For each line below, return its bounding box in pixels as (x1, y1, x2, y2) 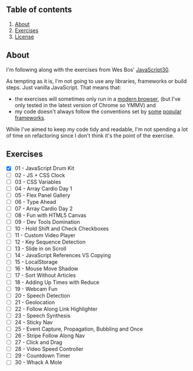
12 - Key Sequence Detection (14, 238, 86, 245)
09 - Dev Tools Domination (14, 218, 80, 225)
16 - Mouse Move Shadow (14, 265, 78, 272)
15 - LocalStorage (14, 258, 58, 266)
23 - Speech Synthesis (14, 312, 71, 319)
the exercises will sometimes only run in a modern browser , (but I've (14, 95, 181, 103)
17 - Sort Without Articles (14, 272, 76, 279)
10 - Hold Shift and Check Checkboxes (14, 225, 109, 232)
